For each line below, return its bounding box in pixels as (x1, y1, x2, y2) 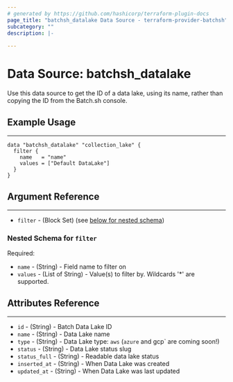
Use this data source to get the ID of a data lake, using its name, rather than (7, 89, 223, 97)
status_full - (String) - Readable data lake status (17, 352, 159, 360)
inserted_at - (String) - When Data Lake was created (17, 359, 170, 367)
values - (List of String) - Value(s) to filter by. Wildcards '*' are (17, 269, 196, 278)
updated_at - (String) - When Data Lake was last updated (17, 367, 180, 375)
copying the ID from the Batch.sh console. (7, 97, 128, 105)
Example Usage (7, 116, 76, 129)
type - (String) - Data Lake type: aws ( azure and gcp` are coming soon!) (17, 337, 220, 345)
